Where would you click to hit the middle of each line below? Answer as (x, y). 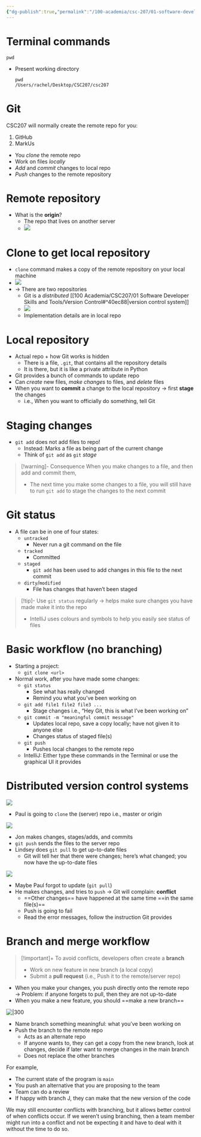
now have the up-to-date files (60, 863)
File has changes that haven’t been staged (85, 589)
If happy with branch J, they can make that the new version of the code (103, 1098)
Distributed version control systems (98, 786)
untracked (36, 539)
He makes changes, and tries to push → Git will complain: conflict (95, 892)
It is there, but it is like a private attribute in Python (86, 369)
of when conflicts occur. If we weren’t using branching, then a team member (100, 1116)
